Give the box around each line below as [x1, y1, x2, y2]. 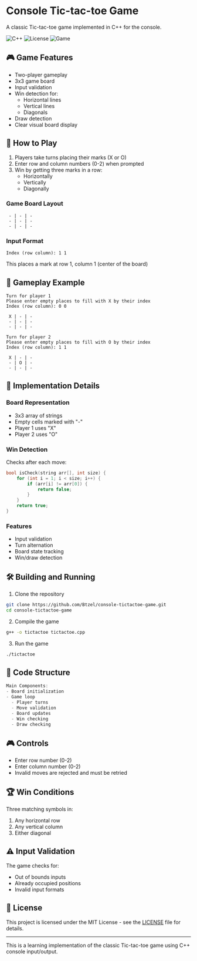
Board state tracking [14, 548, 64, 555]
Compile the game [14, 618, 59, 625]
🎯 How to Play [6, 138, 57, 148]
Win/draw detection [14, 554, 63, 562]
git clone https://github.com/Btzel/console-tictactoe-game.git [6, 602, 167, 608]
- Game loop [6, 694, 35, 700]
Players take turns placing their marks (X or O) [14, 154, 127, 161]
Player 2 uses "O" [14, 431, 58, 438]
